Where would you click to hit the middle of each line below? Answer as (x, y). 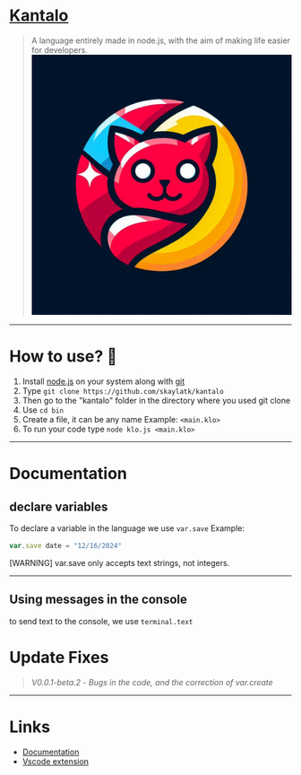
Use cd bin (43, 410)
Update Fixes (59, 657)
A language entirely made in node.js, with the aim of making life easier (161, 40)
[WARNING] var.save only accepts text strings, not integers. (120, 562)
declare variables (59, 506)
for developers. (59, 49)
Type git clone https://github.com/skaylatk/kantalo (123, 391)
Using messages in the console (99, 600)
